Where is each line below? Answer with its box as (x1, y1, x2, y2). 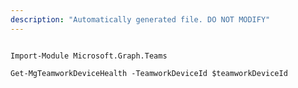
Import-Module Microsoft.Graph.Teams (10, 51, 168, 61)
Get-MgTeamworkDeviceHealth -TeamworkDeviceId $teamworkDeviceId (10, 68, 288, 78)
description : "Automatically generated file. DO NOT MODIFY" (10, 14, 271, 25)
